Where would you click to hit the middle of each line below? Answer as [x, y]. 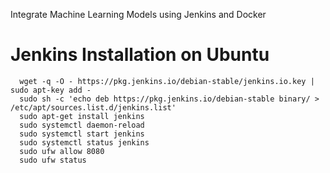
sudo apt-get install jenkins [82, 116]
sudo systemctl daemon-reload [82, 125]
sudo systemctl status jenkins [84, 142]
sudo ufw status [53, 160]
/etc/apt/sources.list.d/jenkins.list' [93, 107]
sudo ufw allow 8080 [62, 151]
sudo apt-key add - [51, 90]
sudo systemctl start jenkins [82, 134]
